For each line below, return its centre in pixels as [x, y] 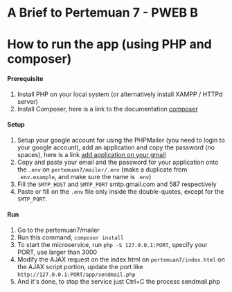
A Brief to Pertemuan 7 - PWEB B [103, 13]
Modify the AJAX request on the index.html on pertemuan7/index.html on [121, 259]
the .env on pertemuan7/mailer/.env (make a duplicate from [102, 169]
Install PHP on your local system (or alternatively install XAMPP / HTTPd [120, 94]
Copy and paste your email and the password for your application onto [118, 162]
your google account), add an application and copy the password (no [116, 147]
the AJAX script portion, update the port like [80, 266]
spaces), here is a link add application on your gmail [91, 154]
